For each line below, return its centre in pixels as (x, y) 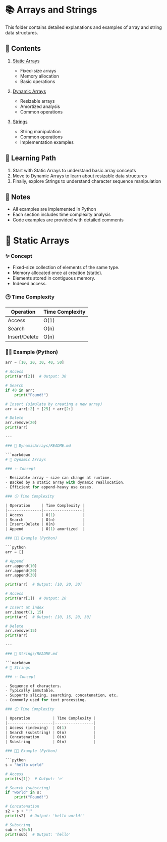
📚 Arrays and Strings (51, 10)
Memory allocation (40, 76)
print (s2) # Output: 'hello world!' (45, 816)
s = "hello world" (24, 765)
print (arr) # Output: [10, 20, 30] (44, 585)
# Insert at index (24, 607)
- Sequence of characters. (34, 686)
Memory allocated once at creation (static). (57, 273)
